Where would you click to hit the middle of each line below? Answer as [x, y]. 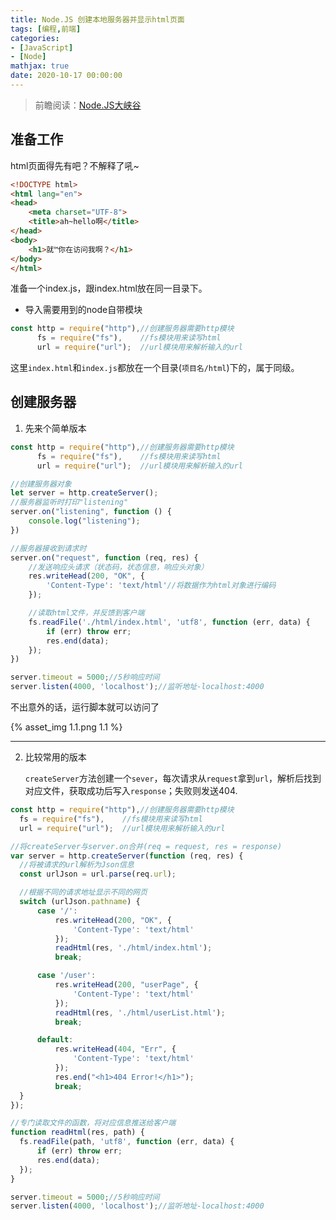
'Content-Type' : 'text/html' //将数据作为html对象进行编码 [161, 586]
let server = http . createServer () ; [84, 493]
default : [55, 1040]
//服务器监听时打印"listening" [69, 502]
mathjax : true [40, 66]
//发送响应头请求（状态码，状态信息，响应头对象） [118, 567]
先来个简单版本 [55, 428]
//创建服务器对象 [41, 484]
